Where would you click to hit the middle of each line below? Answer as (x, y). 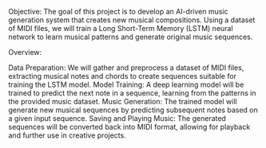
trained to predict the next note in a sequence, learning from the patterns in (132, 93)
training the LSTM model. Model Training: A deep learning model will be (126, 84)
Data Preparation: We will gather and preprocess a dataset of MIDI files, (126, 68)
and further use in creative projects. (67, 135)
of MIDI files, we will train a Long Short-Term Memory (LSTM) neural (121, 28)
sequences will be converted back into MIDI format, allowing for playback (129, 127)
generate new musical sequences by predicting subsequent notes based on (133, 110)
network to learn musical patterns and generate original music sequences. (131, 37)
